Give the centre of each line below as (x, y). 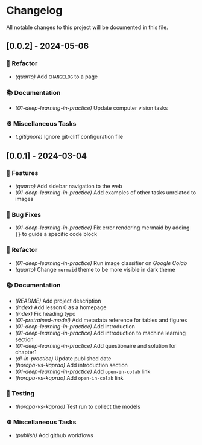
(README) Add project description (58, 301)
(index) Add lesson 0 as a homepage (61, 307)
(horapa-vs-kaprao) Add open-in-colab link (69, 377)
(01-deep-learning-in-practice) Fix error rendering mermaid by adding (102, 228)
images (24, 199)
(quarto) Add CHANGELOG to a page (56, 77)
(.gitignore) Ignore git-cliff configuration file (69, 137)
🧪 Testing (21, 393)
